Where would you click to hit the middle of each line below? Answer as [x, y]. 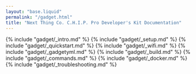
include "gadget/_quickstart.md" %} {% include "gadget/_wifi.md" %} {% [96, 46]
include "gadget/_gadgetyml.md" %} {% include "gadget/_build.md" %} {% [98, 52]
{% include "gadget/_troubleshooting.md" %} [61, 65]
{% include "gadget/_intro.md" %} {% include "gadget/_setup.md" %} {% [96, 40]
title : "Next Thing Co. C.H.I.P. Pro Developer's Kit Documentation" [94, 22]
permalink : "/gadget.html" [39, 17]
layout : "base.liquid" [34, 12]
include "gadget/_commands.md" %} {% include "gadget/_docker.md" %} [97, 58]
